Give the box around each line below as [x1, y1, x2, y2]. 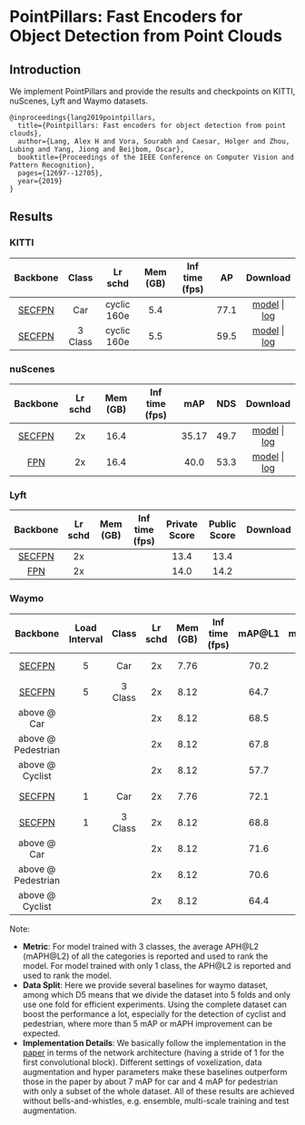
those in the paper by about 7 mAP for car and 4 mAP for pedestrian [22, 1076, 279, 1087]
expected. [22, 1028, 61, 1039]
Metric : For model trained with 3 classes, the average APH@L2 [22, 941, 260, 952]
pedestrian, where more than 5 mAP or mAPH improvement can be [22, 1018, 273, 1029]
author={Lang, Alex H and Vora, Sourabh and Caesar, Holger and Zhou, [17, 137, 290, 146]
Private [166, 518, 198, 530]
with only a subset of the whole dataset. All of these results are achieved [22, 1085, 295, 1096]
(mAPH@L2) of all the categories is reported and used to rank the [22, 951, 269, 962]
